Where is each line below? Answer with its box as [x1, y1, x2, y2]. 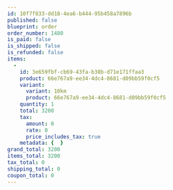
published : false [7, 17, 58, 24]
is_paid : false [7, 36, 51, 43]
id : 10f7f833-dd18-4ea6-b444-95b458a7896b [7, 10, 132, 17]
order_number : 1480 [7, 29, 64, 37]
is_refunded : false [7, 49, 64, 56]
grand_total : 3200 [7, 146, 60, 153]
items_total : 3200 [7, 152, 60, 160]
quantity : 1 [19, 101, 54, 108]
